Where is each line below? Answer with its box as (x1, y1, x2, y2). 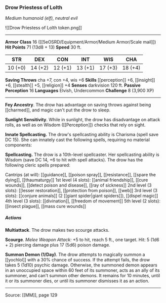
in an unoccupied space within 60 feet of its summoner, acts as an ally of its (5, 267, 160, 273)
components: (5, 142, 32, 148)
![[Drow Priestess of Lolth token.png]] (5, 25, 83, 31)
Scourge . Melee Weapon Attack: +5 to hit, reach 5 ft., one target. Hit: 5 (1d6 (5, 237, 160, 243)
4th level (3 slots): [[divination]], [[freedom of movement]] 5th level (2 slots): (5, 198, 161, 204)
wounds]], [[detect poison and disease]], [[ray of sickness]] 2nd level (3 (5, 182, 152, 188)
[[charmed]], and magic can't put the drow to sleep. (5, 107, 111, 113)
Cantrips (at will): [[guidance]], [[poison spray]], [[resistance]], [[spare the (5, 172, 156, 178)
